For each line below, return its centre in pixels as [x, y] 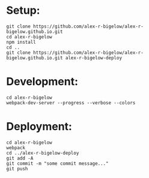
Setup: [23, 10]
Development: [42, 82]
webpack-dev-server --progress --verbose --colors [71, 102]
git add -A [20, 158]
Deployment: [39, 127]
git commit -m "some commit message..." [58, 163]
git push [17, 168]
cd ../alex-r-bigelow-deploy [43, 153]
